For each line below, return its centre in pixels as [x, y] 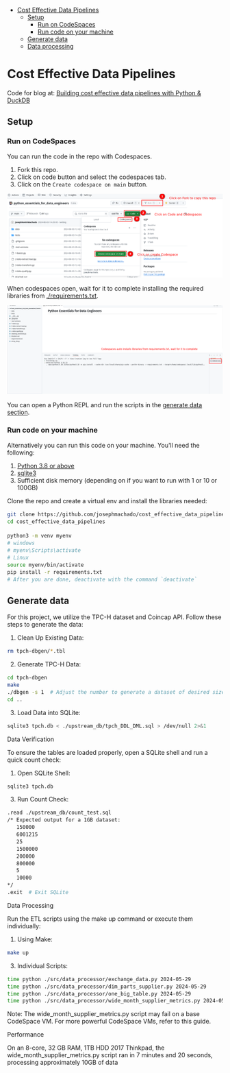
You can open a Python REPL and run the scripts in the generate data [105, 405]
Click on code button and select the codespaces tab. [91, 177]
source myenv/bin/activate [46, 565]
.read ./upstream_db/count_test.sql [59, 813]
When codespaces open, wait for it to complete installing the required [105, 288]
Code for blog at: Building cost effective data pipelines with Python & [104, 93]
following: [21, 453]
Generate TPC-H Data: [49, 664]
